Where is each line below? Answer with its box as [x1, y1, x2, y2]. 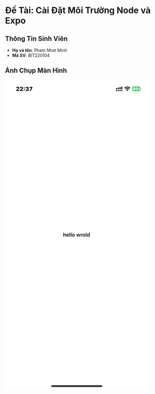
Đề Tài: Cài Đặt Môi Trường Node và [5, 5, 151, 16]
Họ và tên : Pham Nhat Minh [12, 48, 67, 53]
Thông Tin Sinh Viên [5, 34, 68, 43]
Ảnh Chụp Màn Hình [5, 66, 67, 75]
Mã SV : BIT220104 [12, 52, 50, 58]
